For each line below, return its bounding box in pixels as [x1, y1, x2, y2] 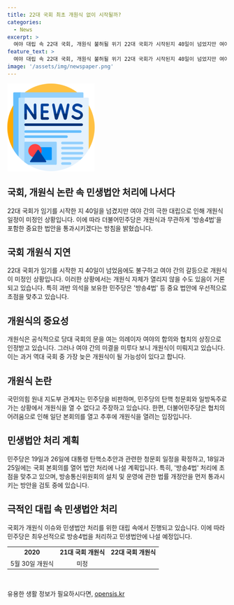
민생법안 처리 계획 [7, 435, 80, 447]
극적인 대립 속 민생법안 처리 [7, 503, 117, 515]
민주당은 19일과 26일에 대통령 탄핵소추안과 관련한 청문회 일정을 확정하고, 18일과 [7, 454, 225, 463]
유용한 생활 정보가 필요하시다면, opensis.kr [7, 590, 125, 598]
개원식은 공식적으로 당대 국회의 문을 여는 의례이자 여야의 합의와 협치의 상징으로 [7, 335, 222, 343]
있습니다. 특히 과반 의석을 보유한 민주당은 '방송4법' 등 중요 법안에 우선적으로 [20, 284, 227, 292]
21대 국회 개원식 [59, 548, 105, 557]
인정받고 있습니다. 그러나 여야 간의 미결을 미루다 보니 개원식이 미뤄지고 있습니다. [7, 344, 226, 352]
